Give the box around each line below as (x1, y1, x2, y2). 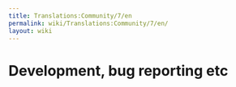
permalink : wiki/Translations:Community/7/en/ (8, 19, 169, 27)
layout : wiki (8, 27, 53, 35)
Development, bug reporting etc (8, 61, 229, 80)
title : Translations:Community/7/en (8, 11, 132, 20)
